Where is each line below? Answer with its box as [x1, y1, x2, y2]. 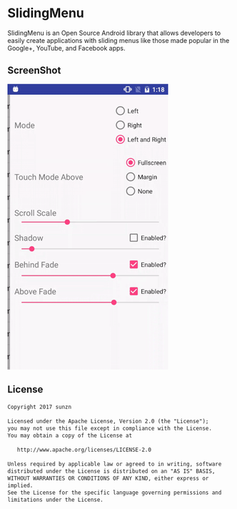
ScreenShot [7, 64, 61, 76]
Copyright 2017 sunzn [7, 403, 72, 410]
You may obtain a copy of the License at [7, 432, 133, 439]
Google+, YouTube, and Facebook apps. [7, 44, 126, 52]
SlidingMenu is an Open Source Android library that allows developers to [7, 29, 221, 37]
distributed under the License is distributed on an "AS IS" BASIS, [7, 468, 216, 475]
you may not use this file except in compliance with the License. [7, 425, 213, 432]
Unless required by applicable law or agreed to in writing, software [7, 460, 222, 468]
